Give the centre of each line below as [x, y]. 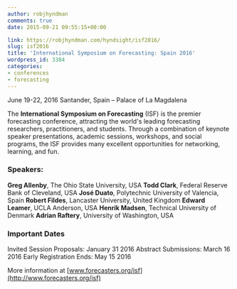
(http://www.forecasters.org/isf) [54, 278]
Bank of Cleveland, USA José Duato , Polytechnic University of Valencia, [113, 192]
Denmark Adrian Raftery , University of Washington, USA [91, 215]
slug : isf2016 [28, 47]
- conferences [28, 73]
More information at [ [38, 271]
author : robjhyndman [38, 14]
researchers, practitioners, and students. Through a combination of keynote [118, 129]
